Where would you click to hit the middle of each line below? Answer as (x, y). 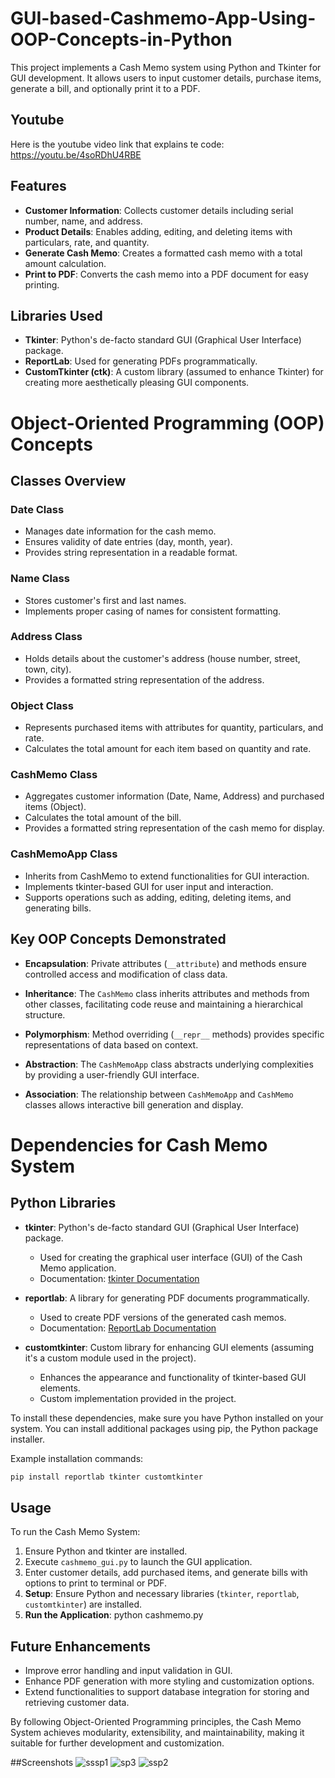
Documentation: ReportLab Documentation (128, 1328)
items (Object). (55, 807)
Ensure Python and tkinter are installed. (106, 1551)
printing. (42, 284)
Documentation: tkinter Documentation (119, 1278)
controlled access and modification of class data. (126, 974)
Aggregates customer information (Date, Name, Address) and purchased (174, 796)
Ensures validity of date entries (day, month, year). (128, 542)
